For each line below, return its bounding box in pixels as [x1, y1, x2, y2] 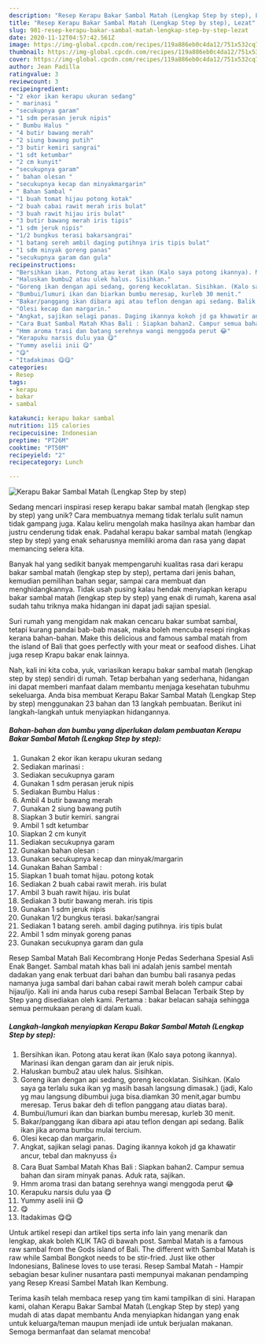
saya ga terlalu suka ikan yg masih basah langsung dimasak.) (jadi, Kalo [20, 1084, 253, 1093]
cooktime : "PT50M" [9, 443, 69, 452]
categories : [9, 364, 48, 371]
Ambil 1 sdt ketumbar [20, 821, 89, 831]
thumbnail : [9, 48, 45, 56]
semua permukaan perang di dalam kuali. [9, 1003, 143, 1014]
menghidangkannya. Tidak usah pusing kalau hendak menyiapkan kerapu [9, 584, 247, 594]
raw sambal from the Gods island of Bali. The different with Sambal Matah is [9, 1245, 256, 1254]
